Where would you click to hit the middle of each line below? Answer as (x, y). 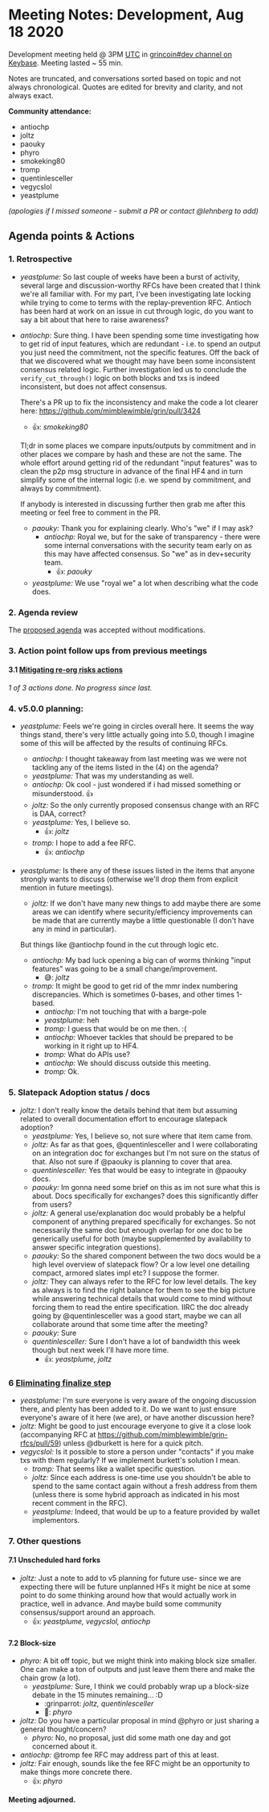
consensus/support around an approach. (88, 1612)
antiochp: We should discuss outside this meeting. (127, 1063)
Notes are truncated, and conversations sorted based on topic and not (125, 78)
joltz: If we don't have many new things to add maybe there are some (146, 903)
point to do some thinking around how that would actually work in (128, 1595)
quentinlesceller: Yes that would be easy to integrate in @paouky (139, 1170)
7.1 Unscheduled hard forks (55, 1560)
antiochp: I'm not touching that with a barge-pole (125, 1012)
